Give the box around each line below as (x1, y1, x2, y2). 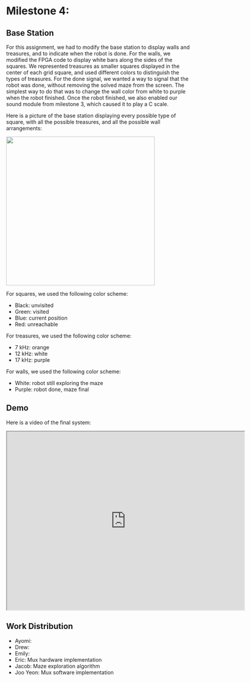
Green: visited (14, 308, 49, 315)
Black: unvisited (14, 302, 54, 309)
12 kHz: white (14, 350, 48, 357)
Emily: (14, 650, 30, 657)
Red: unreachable (14, 321, 58, 328)
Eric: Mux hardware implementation (14, 656, 102, 663)
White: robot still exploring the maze (14, 380, 104, 386)
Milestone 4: (6, 4, 69, 18)
